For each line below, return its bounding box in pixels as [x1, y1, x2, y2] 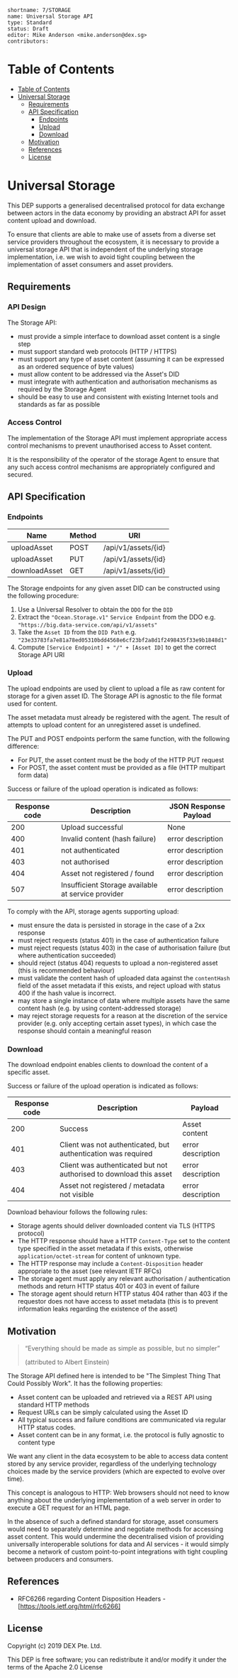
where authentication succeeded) [17, 951, 117, 959]
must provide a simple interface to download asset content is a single [17, 332, 221, 340]
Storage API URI [17, 650, 65, 659]
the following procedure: [7, 591, 79, 600]
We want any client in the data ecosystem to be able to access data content [7, 1451, 229, 1460]
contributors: [7, 38, 50, 45]
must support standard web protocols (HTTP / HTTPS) [17, 347, 177, 355]
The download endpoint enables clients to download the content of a [7, 1061, 208, 1069]
